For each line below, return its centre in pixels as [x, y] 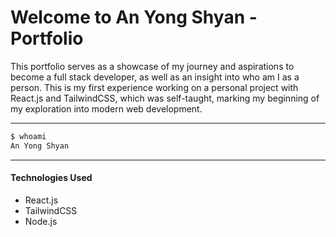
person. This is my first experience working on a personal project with [154, 87]
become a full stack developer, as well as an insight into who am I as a [155, 77]
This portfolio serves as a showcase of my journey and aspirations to [152, 66]
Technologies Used [51, 178]
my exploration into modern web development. [106, 108]
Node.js [41, 221]
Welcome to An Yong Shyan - [134, 17]
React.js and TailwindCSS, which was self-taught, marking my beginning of [165, 98]
